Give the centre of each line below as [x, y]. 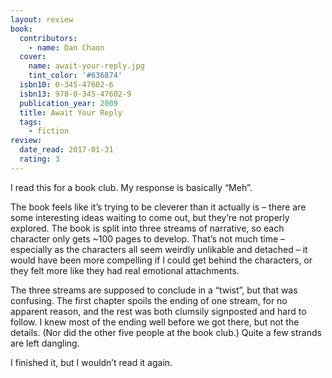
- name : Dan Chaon [66, 47]
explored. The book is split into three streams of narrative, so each [147, 228]
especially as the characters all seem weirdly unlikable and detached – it [159, 249]
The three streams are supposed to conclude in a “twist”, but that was [154, 290]
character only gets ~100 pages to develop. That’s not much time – [147, 238]
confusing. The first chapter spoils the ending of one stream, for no [149, 300]
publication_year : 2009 [68, 103]
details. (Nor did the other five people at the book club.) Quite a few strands [166, 332]
